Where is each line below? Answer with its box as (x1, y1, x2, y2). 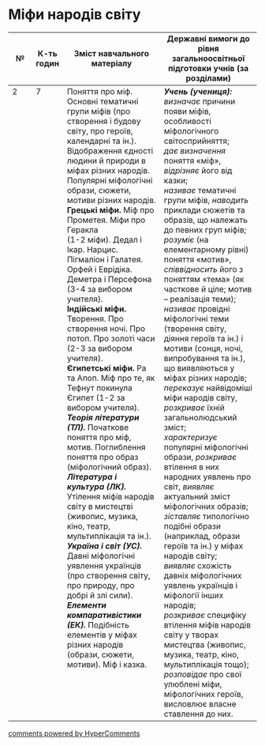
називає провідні (163, 303, 230, 314)
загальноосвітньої (172, 53, 245, 64)
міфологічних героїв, (163, 688, 244, 699)
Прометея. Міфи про (66, 214, 146, 225)
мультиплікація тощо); (163, 658, 249, 669)
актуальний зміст (163, 491, 231, 502)
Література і (66, 471, 118, 482)
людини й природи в (66, 155, 146, 166)
